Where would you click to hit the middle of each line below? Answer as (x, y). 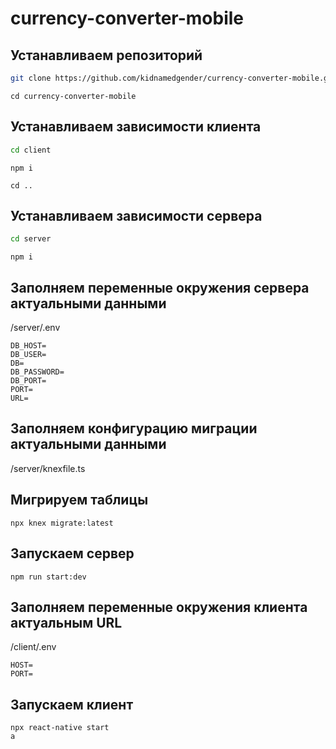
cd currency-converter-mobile (73, 96)
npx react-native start (60, 728)
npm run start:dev (48, 577)
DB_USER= (28, 355)
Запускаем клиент (72, 704)
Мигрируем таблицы (79, 500)
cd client (31, 150)
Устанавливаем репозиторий (106, 55)
